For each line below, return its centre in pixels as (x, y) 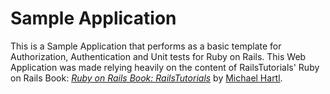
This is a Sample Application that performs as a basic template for (146, 46)
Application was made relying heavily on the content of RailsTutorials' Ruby (165, 67)
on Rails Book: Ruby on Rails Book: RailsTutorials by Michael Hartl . (146, 78)
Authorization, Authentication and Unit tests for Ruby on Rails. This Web (158, 56)
